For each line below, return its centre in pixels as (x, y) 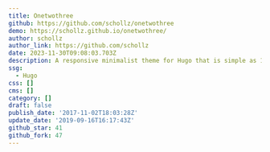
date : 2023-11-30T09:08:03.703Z (62, 53)
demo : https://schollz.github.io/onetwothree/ (88, 31)
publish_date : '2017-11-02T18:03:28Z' (73, 113)
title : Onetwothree (41, 16)
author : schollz (35, 38)
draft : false (30, 105)
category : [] (30, 98)
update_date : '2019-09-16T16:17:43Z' (72, 121)
